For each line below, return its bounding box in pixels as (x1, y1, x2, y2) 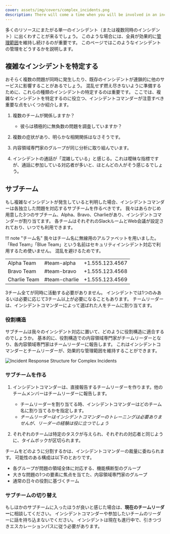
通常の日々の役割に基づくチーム (12, 478, 79, 484)
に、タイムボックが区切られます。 (12, 437, 83, 443)
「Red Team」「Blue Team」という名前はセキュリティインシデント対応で (5, 241, 157, 247)
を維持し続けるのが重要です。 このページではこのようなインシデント (18, 39, 161, 46)
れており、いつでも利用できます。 (5, 224, 76, 231)
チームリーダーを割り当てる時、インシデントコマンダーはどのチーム (20, 401, 162, 407)
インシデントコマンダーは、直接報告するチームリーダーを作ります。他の (12, 384, 163, 390)
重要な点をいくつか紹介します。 (5, 102, 72, 108)
